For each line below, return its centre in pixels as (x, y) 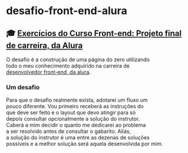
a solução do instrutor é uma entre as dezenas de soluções (78, 138)
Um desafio (23, 87)
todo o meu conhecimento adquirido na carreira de (68, 66)
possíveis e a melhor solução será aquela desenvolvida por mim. (85, 144)
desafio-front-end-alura (67, 11)
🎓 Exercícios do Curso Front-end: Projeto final (94, 33)
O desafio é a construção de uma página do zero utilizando (78, 59)
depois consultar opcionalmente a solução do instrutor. (73, 119)
